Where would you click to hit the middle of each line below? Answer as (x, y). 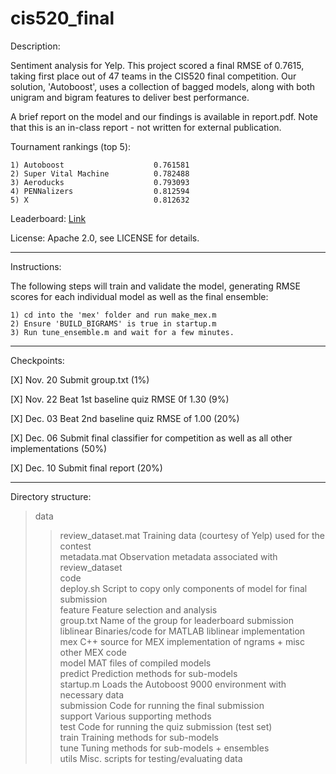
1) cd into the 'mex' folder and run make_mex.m (113, 315)
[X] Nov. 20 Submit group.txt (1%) (80, 379)
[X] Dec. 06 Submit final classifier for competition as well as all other (151, 438)
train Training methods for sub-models (139, 737)
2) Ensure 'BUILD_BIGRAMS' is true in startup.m (113, 323)
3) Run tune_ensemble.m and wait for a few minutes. (122, 332)
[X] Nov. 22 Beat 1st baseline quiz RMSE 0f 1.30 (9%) (120, 399)
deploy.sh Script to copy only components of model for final (183, 588)
